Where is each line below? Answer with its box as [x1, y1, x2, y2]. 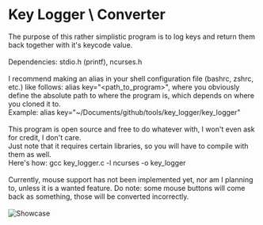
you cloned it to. [8, 99, 61, 109]
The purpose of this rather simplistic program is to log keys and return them [8, 32, 256, 41]
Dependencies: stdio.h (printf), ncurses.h [8, 57, 143, 67]
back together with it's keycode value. [8, 40, 133, 49]
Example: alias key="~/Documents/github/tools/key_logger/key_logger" [8, 107, 241, 116]
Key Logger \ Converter [8, 6, 166, 24]
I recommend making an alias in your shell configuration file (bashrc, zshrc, [8, 74, 253, 83]
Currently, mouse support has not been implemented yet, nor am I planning [8, 174, 253, 184]
